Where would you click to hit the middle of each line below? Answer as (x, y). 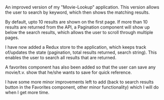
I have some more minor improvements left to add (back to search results (80, 82)
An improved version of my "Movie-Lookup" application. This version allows (82, 7)
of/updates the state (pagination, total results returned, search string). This (81, 52)
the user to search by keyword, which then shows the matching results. (78, 12)
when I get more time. (27, 92)
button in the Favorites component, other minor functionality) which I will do (82, 87)
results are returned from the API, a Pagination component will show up (78, 27)
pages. (12, 37)
